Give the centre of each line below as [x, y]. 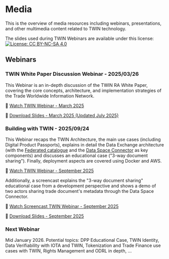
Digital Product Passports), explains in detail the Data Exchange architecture [85, 144]
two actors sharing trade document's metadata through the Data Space [80, 191]
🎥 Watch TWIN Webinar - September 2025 [50, 171]
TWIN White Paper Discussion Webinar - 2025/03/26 [72, 74]
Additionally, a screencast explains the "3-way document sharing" [74, 180]
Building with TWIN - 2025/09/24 [47, 128]
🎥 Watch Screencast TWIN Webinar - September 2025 [62, 206]
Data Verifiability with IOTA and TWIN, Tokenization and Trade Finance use [83, 245]
